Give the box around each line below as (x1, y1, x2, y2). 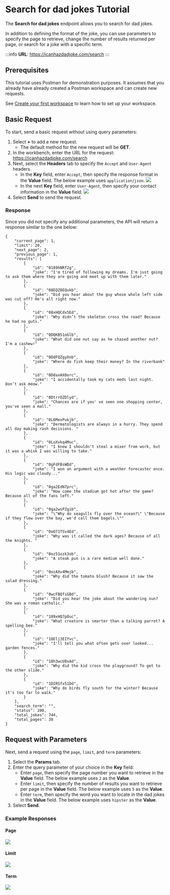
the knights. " (5, 538, 38, 543)
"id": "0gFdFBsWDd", (32, 462, 76, 467)
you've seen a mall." (5, 404, 51, 409)
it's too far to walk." (5, 690, 56, 695)
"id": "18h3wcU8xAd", (32, 658, 79, 664)
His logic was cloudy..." (5, 471, 60, 476)
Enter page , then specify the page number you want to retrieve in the (20, 769, 164, 775)
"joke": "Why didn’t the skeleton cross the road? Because (32, 314, 160, 319)
